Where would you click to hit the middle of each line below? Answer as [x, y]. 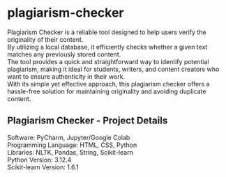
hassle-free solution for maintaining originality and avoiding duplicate [107, 91]
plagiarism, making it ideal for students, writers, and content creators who [113, 69]
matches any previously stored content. [64, 54]
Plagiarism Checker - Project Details [88, 121]
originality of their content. [45, 39]
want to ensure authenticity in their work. [66, 76]
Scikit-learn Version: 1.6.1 [43, 167]
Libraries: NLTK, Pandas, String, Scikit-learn [70, 152]
